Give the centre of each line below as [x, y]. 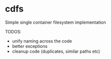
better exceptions [30, 46]
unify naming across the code [42, 41]
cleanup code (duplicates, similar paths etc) [56, 51]
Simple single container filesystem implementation [55, 22]
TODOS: [13, 31]
